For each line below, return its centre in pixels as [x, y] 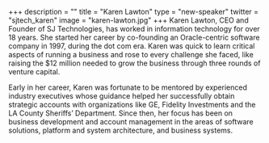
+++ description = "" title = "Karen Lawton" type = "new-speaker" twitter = [134, 12]
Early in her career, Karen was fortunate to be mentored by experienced [128, 87]
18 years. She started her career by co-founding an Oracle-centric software [134, 37]
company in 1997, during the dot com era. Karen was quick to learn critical [132, 46]
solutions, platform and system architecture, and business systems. [121, 130]
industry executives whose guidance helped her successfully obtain [122, 96]
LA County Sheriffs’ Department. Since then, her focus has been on [120, 113]
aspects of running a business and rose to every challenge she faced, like [131, 55]
